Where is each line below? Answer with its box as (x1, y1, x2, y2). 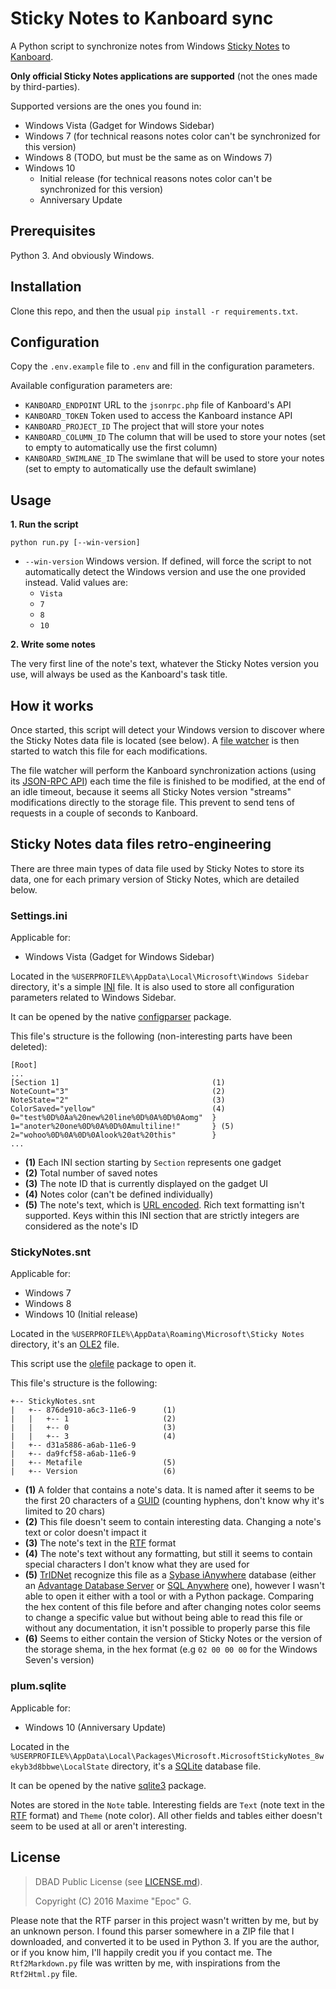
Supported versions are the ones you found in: (10, 100, 202, 112)
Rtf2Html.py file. (10, 1967, 78, 1979)
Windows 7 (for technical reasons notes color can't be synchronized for (24, 130, 321, 142)
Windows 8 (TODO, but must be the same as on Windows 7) (24, 151, 273, 163)
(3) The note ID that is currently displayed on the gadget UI (24, 1178, 269, 1190)
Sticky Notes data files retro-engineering (10, 836, 272, 853)
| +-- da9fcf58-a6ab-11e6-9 (10, 1449, 137, 1459)
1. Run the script (10, 518, 79, 531)
